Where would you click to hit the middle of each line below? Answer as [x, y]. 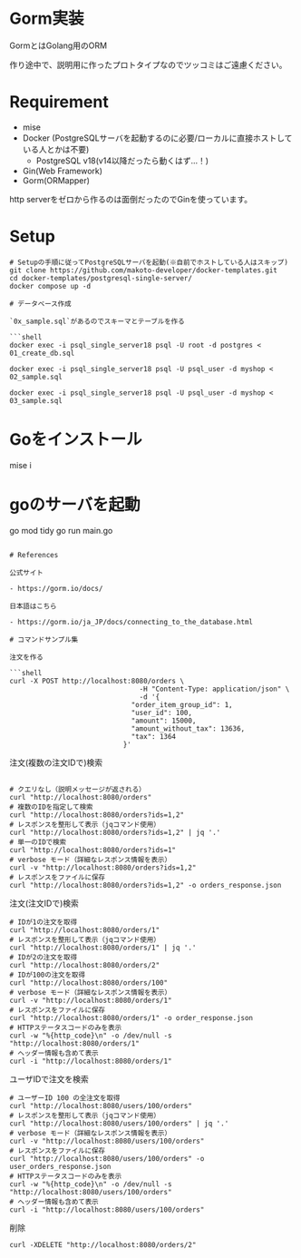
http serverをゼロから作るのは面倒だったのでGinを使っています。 [131, 199]
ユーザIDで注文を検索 [49, 1079]
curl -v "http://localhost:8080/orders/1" [91, 1000]
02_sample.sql [36, 377]
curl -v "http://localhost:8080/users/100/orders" [107, 1141]
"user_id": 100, [162, 713]
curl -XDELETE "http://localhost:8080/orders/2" [103, 1244]
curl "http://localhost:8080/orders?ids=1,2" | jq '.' [115, 832]
